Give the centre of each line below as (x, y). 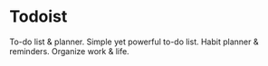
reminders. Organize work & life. (69, 51)
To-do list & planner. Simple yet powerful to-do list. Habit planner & (134, 42)
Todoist (38, 17)
